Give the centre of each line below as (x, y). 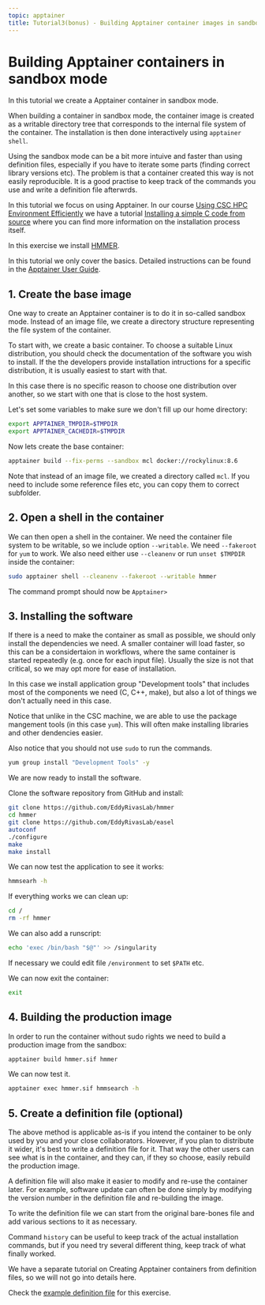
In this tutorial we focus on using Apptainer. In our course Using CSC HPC (128, 205)
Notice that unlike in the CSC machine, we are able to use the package (123, 716)
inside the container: (41, 562)
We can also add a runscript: (55, 933)
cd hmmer (22, 815)
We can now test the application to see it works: (86, 867)
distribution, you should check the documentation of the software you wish (130, 354)
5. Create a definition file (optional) (96, 1113)
